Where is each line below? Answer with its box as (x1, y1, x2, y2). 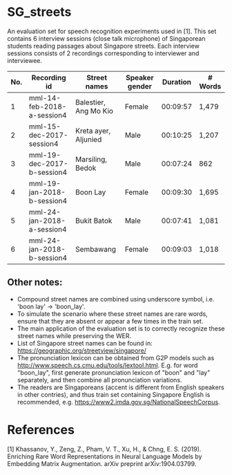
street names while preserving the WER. (17, 331, 132, 339)
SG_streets (7, 4, 72, 20)
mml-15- (28, 122, 61, 131)
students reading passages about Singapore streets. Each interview (7, 41, 200, 50)
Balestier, (75, 97, 106, 107)
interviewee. (7, 56, 43, 64)
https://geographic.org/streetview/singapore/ (17, 346, 147, 355)
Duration (162, 77, 192, 86)
